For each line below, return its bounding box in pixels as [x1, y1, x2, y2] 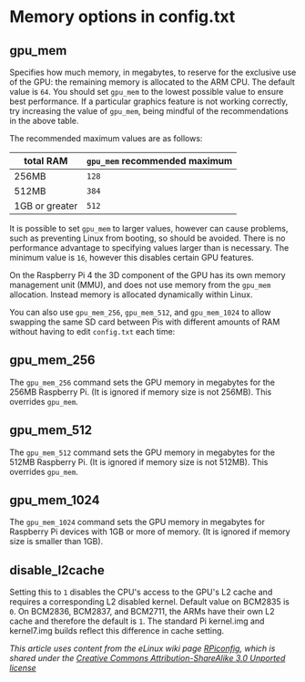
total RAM [24, 155, 68, 167]
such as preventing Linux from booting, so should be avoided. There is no [9, 232, 286, 243]
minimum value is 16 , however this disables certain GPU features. [9, 253, 255, 263]
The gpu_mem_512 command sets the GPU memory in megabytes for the [9, 447, 276, 458]
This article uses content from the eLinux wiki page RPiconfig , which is [9, 643, 276, 654]
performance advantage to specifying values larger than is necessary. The [9, 243, 290, 253]
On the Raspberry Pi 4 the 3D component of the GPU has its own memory [9, 270, 286, 280]
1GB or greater [14, 200, 78, 212]
